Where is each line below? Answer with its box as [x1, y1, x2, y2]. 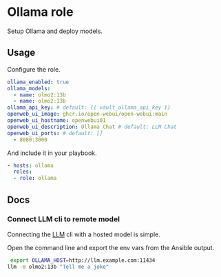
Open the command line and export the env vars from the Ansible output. [7, 243, 215, 252]
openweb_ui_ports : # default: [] [7, 130, 103, 136]
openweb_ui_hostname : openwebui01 [7, 117, 107, 124]
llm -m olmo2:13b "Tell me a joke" [7, 263, 109, 270]
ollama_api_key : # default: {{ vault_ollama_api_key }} [7, 104, 171, 111]
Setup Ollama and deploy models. [7, 27, 103, 35]
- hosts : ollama [7, 162, 54, 169]
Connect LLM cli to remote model [7, 214, 120, 224]
